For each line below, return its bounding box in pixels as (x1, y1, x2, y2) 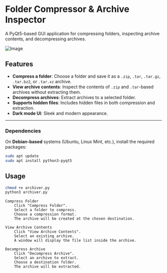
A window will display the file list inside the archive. (14, 238, 137, 243)
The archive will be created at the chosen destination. (14, 216, 135, 221)
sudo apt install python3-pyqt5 (5, 158, 72, 163)
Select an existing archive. (14, 234, 75, 239)
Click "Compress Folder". (14, 203, 68, 208)
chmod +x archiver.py (5, 185, 50, 190)
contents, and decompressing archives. (5, 36, 86, 42)
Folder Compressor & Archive (5, 3, 130, 15)
